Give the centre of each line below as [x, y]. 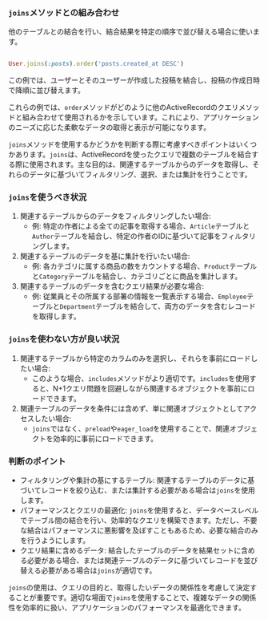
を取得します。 [56, 316]
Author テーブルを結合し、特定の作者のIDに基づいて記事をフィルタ [140, 236]
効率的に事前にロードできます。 [106, 438]
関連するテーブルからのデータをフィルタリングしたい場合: [115, 216]
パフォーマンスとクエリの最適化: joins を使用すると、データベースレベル [139, 510]
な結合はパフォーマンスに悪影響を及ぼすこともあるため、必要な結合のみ [139, 530]
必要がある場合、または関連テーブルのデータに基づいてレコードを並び [142, 561]
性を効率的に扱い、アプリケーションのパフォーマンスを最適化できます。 [127, 608]
